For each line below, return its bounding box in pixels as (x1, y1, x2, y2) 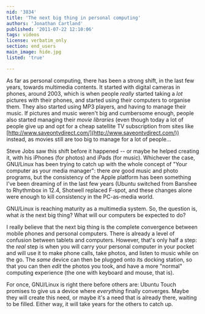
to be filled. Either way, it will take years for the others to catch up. (6, 300, 173, 307)
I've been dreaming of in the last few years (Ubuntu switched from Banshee (6, 180, 197, 187)
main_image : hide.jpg (6, 49, 62, 55)
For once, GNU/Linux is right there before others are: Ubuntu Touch (6, 280, 176, 288)
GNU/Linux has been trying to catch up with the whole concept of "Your (6, 160, 188, 167)
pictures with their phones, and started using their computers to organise (6, 96, 191, 104)
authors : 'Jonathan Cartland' (6, 20, 84, 26)
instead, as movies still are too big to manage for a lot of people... (6, 136, 171, 143)
